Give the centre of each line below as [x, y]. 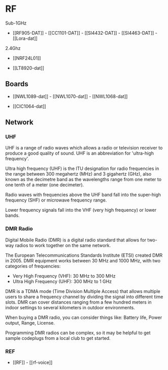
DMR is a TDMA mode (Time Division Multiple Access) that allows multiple [83, 291]
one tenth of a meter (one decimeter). [45, 185]
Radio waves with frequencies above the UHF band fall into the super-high [83, 195]
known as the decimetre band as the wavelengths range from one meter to [83, 180]
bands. [12, 215]
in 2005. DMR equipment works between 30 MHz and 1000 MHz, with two [83, 260]
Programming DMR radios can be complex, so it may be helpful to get [78, 333]
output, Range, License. [30, 323]
